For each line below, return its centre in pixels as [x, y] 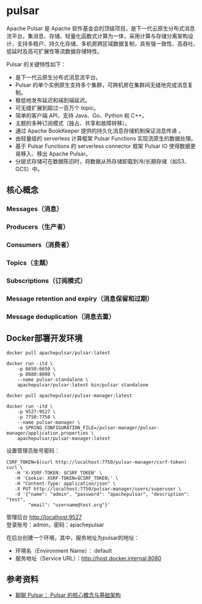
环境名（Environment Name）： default [63, 550]
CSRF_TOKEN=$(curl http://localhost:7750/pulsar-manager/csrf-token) [97, 462]
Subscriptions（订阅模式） [46, 281]
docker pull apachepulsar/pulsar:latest [59, 353]
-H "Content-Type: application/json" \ [65, 484]
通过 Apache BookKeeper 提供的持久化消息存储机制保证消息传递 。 [99, 131]
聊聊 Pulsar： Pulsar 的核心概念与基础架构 [68, 595]
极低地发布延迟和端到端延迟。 [52, 100]
